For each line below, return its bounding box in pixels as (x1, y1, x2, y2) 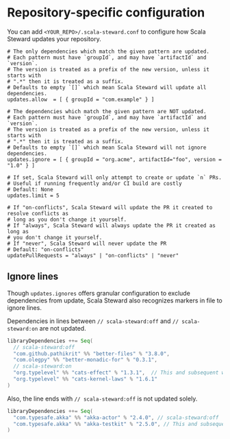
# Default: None (7, 186, 53, 193)
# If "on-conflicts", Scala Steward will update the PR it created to (7, 204, 213, 211)
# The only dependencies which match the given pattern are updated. (7, 48, 210, 55)
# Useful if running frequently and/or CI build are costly (7, 180, 183, 187)
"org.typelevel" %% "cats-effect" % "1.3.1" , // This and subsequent (13, 369, 219, 377)
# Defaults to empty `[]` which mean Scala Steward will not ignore (7, 144, 207, 151)
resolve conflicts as (7, 210, 69, 217)
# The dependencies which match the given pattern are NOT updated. (7, 108, 207, 115)
